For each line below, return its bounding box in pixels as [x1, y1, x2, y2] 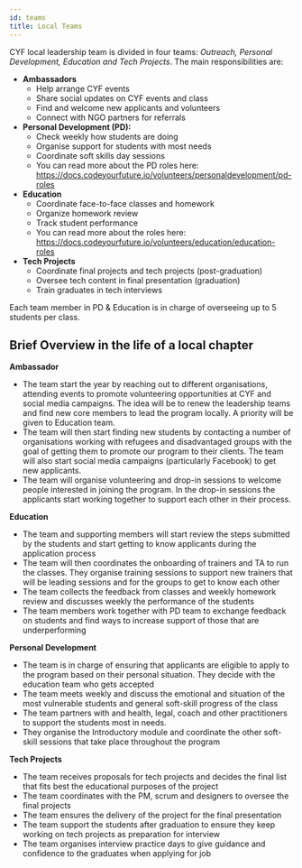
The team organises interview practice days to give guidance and [22, 838, 266, 849]
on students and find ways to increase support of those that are [22, 615, 260, 626]
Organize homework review [35, 208, 139, 218]
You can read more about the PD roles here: [35, 160, 199, 171]
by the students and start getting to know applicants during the [22, 539, 257, 549]
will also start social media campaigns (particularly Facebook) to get [22, 456, 277, 466]
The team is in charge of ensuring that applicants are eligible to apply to [22, 660, 290, 670]
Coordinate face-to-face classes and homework [35, 198, 215, 208]
